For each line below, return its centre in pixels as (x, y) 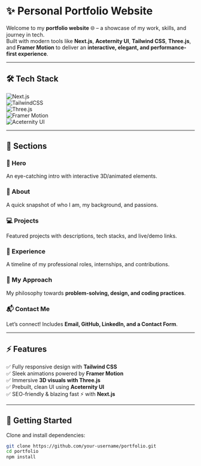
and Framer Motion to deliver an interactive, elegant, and (78, 47)
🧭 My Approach (29, 280)
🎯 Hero (16, 163)
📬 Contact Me (28, 309)
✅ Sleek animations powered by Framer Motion (65, 373)
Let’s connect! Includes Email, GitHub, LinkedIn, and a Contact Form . (92, 324)
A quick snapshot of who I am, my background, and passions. (82, 205)
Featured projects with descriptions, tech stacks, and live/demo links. (92, 236)
